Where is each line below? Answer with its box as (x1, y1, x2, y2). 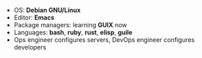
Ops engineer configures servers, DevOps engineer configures (13, 36, 195, 44)
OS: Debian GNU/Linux (13, 6, 81, 14)
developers (13, 43, 47, 51)
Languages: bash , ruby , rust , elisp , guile (13, 28, 133, 36)
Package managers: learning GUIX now (13, 21, 127, 29)
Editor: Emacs (13, 13, 54, 22)
